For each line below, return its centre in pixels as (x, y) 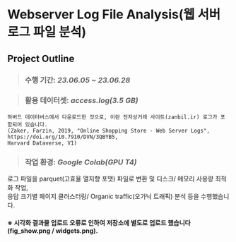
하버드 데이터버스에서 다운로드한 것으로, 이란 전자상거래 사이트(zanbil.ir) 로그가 (112, 117)
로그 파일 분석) (47, 32)
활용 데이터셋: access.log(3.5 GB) (82, 101)
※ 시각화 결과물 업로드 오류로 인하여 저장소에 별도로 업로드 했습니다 (99, 222)
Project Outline (41, 58)
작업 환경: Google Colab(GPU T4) (81, 162)
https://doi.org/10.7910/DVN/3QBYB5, (63, 137)
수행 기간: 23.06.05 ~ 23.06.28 (77, 80)
